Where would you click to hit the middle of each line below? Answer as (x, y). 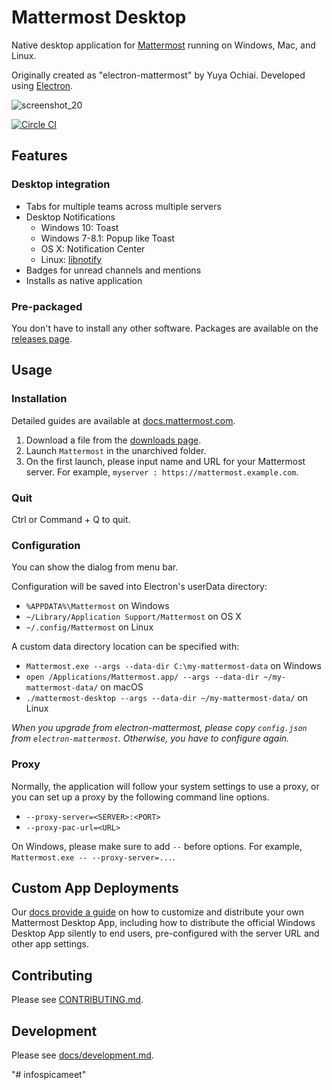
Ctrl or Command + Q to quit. (71, 519)
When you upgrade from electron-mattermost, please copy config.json (159, 728)
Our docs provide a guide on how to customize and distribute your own (157, 912)
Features (39, 156)
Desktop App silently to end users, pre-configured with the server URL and (165, 933)
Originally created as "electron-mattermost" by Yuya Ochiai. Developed (158, 75)
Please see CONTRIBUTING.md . (77, 1000)
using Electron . (42, 85)
